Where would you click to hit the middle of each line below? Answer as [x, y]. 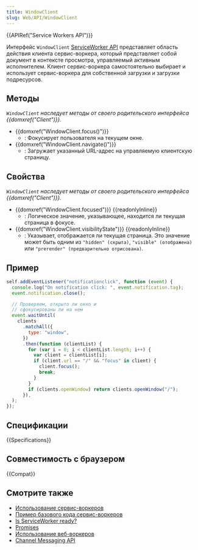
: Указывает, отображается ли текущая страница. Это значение [107, 236]
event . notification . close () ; [49, 293]
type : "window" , [49, 332]
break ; [47, 372]
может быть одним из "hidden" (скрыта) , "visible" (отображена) [108, 242]
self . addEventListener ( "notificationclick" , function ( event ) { [90, 281]
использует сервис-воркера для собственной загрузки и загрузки [93, 73]
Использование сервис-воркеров [59, 508]
